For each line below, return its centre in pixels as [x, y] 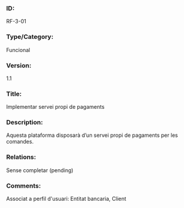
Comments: [24, 185]
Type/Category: [30, 37]
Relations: [21, 157]
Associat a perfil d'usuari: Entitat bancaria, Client [66, 199]
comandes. [20, 142]
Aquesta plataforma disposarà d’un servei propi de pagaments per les [92, 135]
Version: [19, 65]
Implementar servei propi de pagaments [55, 107]
